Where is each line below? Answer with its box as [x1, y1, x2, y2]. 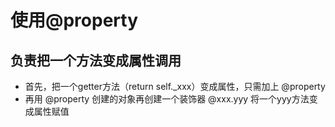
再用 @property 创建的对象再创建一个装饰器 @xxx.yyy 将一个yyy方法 [24, 93, 310, 105]
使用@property [10, 9, 138, 32]
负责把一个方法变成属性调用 [10, 52, 182, 69]
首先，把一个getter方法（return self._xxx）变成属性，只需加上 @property [24, 81, 326, 92]
